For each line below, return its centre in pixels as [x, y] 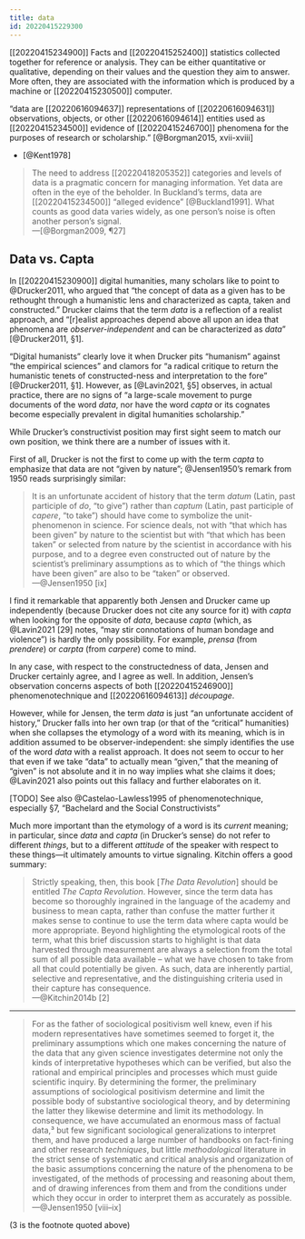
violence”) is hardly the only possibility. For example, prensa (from [133, 639]
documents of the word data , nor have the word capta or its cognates [140, 405]
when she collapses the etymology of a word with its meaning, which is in [147, 733]
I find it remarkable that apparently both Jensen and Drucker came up [140, 601]
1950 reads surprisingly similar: [68, 479]
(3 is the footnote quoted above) [70, 1225]
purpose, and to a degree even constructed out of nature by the [151, 555]
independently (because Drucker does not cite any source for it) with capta [151, 611]
